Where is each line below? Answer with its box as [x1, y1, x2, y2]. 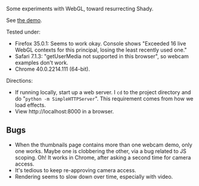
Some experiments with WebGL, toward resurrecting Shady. [6, 5, 154, 12]
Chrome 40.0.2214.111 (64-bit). [14, 65, 90, 73]
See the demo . [6, 17, 42, 23]
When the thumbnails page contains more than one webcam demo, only [14, 141, 192, 148]
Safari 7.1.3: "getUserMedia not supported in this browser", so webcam [14, 53, 189, 59]
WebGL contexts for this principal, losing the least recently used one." [14, 46, 187, 53]
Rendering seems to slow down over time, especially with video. [14, 173, 173, 180]
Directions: [6, 77, 33, 84]
